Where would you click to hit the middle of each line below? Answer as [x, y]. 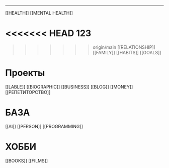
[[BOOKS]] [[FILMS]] [27, 160]
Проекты [25, 73]
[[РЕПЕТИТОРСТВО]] [28, 92]
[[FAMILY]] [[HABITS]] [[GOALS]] [127, 52]
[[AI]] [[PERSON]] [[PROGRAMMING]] [44, 126]
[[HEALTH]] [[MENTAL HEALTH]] [39, 13]
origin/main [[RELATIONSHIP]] [124, 47]
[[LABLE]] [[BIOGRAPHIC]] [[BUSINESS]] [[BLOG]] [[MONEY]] [69, 87]
